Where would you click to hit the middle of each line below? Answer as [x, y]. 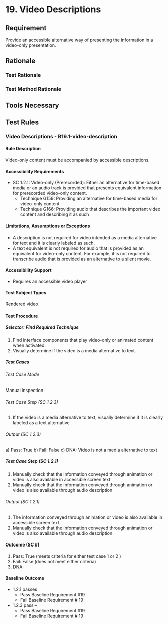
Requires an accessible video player [50, 281]
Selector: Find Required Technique [42, 327]
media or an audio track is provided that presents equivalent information [87, 188]
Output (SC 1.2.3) [23, 434]
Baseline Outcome [25, 578]
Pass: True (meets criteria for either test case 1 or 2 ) [67, 556]
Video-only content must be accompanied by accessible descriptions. [78, 160]
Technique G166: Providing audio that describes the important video [90, 209]
